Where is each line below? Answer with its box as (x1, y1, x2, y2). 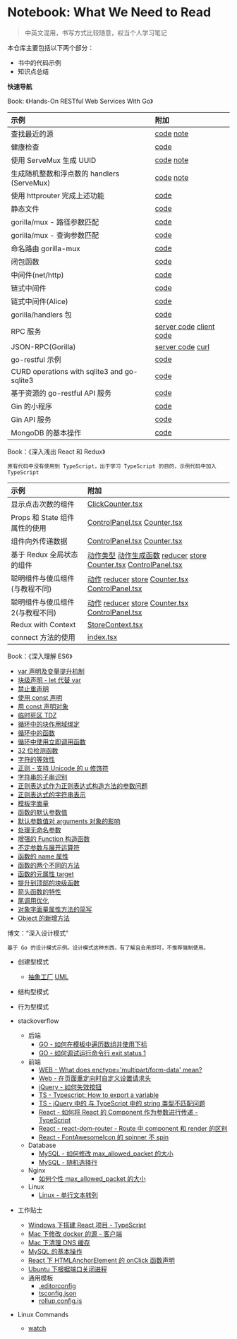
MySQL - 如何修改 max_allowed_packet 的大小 (38, 1149, 174, 1158)
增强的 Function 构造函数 (17, 834, 90, 843)
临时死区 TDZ (17, 710, 57, 720)
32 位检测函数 (17, 746, 59, 755)
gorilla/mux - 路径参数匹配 (11, 217, 99, 226)
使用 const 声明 (17, 693, 63, 702)
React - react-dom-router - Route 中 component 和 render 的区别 (38, 1124, 228, 1132)
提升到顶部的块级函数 (17, 878, 80, 887)
